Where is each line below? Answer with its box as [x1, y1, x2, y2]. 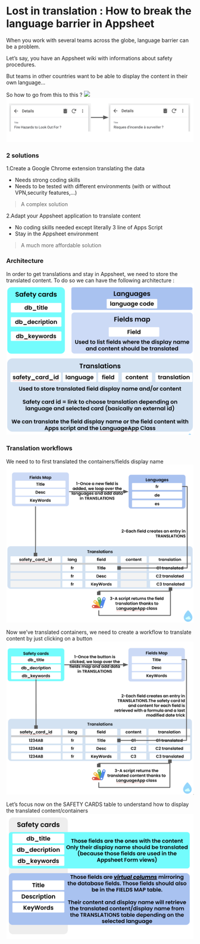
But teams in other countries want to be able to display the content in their [6, 72, 188, 79]
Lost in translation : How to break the [6, 4, 192, 18]
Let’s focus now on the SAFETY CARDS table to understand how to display [6, 801, 189, 808]
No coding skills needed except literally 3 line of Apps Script [14, 224, 163, 231]
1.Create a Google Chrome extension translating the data [6, 165, 145, 172]
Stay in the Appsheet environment [14, 230, 99, 237]
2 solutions [6, 151, 39, 160]
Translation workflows [6, 444, 73, 452]
